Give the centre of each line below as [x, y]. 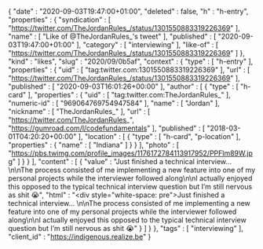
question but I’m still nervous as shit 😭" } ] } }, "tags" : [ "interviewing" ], [126, 228]
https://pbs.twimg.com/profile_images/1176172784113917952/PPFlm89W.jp [132, 153]
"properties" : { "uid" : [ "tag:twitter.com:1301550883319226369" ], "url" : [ [129, 70]
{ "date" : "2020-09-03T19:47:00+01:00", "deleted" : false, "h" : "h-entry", [128, 11]
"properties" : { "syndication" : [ [60, 20]
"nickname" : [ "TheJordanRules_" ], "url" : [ [79, 112]
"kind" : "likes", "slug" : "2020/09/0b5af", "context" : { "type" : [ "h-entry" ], [131, 61]
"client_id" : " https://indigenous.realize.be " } [80, 236]
